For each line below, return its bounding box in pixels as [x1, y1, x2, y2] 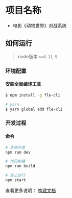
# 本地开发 [5, 145, 26, 150]
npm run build [5, 164, 36, 169]
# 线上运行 [5, 173, 26, 178]
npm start [5, 178, 27, 183]
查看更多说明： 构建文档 [5, 187, 56, 193]
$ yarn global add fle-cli [5, 107, 63, 112]
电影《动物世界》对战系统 [12, 22, 67, 29]
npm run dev [5, 150, 31, 155]
